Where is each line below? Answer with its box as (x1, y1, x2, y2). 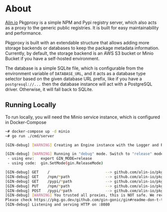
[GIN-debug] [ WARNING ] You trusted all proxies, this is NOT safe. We (5, 193, 155, 198)
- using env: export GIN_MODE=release (7, 156, 92, 161)
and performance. (5, 30, 42, 36)
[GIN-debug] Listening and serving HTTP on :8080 (5, 202, 110, 207)
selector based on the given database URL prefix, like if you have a (5, 76, 142, 82)
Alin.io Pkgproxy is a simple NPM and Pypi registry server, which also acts (5, 19, 157, 25)
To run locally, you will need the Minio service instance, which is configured (5, 114, 161, 120)
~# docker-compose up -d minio (5, 129, 70, 134)
